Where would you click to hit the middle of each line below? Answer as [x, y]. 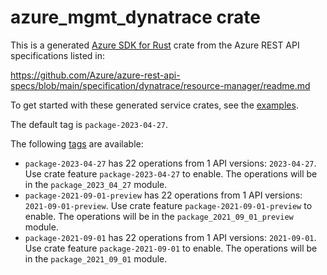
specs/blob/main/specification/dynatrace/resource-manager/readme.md [160, 85]
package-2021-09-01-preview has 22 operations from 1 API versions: [163, 195]
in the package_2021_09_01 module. [96, 258]
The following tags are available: [77, 143]
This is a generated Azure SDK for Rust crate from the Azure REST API [155, 45]
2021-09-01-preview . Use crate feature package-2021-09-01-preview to [168, 205]
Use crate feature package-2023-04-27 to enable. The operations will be [171, 173]
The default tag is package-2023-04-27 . [89, 124]
